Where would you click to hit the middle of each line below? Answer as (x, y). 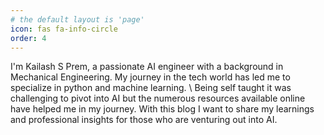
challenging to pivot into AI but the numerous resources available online (158, 98)
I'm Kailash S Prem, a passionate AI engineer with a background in (147, 67)
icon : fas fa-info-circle (64, 29)
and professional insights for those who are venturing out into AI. (144, 120)
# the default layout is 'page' (77, 19)
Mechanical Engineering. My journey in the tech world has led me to (150, 77)
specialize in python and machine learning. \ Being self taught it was (151, 88)
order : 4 (28, 38)
